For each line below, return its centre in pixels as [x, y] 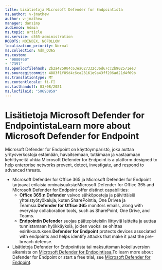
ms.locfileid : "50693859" [31, 91]
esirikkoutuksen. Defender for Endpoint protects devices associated [88, 231]
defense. [44, 242]
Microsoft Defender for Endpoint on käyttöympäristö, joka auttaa [70, 150]
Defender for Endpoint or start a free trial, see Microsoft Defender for [81, 257]
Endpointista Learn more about [68, 125]
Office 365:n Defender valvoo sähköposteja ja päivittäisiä [77, 195]
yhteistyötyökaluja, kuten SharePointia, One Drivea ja [72, 200]
